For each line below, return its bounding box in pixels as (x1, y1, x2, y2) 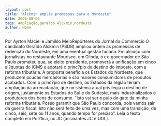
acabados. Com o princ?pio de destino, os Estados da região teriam (5, 79, 140, 85)
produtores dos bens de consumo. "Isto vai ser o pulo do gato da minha (5, 95, 148, 101)
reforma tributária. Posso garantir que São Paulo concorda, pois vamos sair (5, 100, 155, 106)
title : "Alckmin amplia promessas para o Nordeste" (5, 12, 111, 16)
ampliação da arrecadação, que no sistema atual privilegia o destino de (5, 85, 147, 91)
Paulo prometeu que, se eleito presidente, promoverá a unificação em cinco (5, 59, 156, 65)
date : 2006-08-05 (5, 16, 40, 21)
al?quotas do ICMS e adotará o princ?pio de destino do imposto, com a (5, 64, 146, 70)
